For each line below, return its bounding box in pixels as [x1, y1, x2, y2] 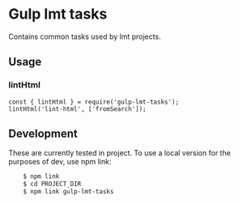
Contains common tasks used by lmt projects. [8, 32, 161, 41]
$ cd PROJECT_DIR [23, 180, 82, 189]
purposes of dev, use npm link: [8, 157, 112, 167]
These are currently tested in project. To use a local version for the [8, 148, 231, 158]
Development [8, 127, 79, 141]
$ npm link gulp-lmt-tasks [23, 188, 114, 196]
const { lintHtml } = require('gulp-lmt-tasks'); [8, 98, 180, 106]
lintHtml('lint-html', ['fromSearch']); [8, 104, 147, 113]
